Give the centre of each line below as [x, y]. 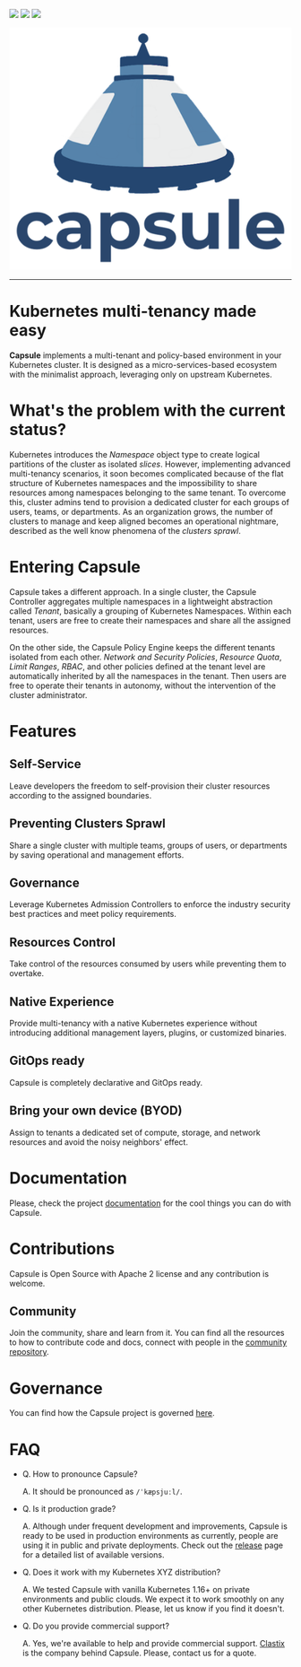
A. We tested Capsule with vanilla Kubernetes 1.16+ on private [136, 1590]
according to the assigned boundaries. [81, 795]
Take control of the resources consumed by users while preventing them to [148, 964]
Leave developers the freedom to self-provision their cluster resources [140, 786]
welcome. [27, 1283]
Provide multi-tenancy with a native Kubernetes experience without [133, 1024]
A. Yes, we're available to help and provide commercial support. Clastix [153, 1644]
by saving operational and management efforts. [97, 855]
